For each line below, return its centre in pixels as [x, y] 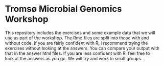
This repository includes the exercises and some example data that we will [80, 33]
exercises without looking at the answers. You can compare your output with [82, 48]
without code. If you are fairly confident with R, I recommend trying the [77, 43]
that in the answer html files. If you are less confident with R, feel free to [78, 53]
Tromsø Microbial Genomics [64, 9]
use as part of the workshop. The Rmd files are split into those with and [77, 38]
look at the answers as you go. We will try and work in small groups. [74, 58]
